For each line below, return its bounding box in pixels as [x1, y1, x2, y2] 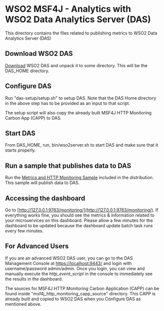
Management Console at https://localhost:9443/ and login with [5, 260, 132, 266]
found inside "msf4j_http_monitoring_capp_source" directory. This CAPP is [5, 290, 156, 296]
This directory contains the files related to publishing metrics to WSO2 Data [5, 30, 158, 36]
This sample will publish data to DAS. [5, 180, 80, 186]
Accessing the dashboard [5, 194, 86, 202]
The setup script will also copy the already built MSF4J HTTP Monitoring [5, 109, 152, 116]
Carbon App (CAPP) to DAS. [5, 115, 62, 121]
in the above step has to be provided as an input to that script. [5, 100, 131, 106]
